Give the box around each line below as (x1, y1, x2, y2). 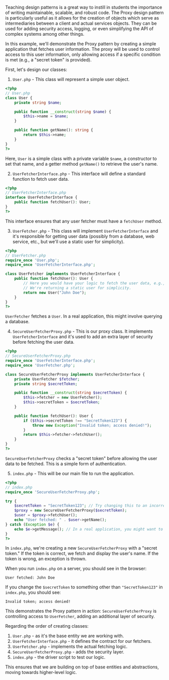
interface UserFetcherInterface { (5, 195, 78, 200)
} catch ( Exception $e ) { (5, 522, 59, 527)
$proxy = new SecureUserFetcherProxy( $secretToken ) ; (14, 508, 127, 513)
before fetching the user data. (12, 339, 74, 345)
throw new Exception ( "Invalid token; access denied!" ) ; (32, 423, 152, 428)
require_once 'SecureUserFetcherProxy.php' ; (5, 489, 100, 495)
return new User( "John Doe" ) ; (23, 290, 87, 295)
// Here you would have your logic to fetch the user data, (23, 281, 152, 286)
